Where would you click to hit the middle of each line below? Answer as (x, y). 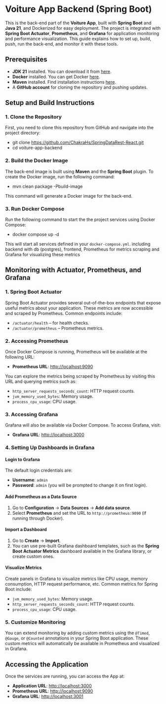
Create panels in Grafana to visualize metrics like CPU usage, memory (77, 579)
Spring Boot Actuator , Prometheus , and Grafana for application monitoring (82, 33)
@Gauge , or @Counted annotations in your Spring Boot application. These (77, 638)
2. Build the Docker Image (37, 161)
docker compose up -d (36, 234)
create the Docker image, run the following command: (60, 176)
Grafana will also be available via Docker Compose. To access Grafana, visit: (83, 425)
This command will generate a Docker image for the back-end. (69, 196)
